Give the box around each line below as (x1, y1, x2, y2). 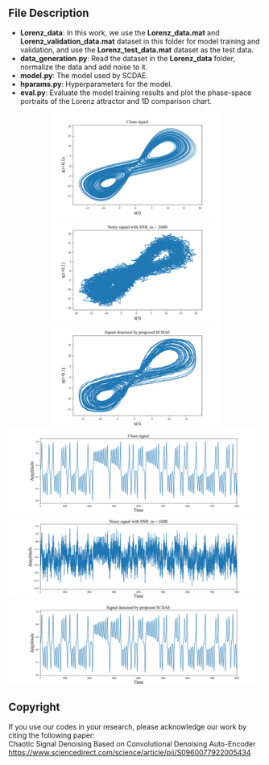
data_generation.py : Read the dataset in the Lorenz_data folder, (19, 53, 236, 63)
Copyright (8, 701, 60, 714)
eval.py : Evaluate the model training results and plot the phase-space (19, 88, 252, 97)
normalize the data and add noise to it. (19, 62, 148, 72)
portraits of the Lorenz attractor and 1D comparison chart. (19, 96, 212, 105)
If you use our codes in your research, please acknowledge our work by (8, 722, 247, 731)
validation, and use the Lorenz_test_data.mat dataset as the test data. (19, 44, 254, 55)
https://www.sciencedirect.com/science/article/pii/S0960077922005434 (8, 747, 251, 757)
